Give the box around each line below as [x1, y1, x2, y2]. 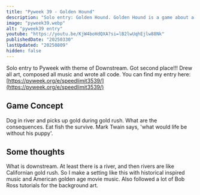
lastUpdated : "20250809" [6, 43, 68, 49]
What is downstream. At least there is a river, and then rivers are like [6, 163, 175, 170]
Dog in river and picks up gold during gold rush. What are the [6, 116, 157, 124]
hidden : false [6, 48, 42, 54]
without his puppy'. [6, 130, 53, 137]
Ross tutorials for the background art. [6, 182, 99, 189]
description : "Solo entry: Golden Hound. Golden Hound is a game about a [6, 14, 195, 20]
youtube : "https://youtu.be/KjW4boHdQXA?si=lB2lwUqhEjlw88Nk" [6, 31, 165, 37]
